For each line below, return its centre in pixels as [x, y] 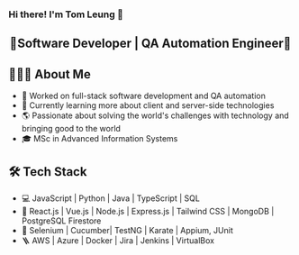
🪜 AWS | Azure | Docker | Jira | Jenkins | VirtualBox [118, 240]
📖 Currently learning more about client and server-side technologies [148, 105]
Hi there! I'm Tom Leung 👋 [66, 14]
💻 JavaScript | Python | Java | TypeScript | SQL [110, 198]
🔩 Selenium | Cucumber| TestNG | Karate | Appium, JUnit [127, 230]
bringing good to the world [71, 129]
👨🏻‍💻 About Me [50, 74]
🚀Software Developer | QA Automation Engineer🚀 [150, 44]
